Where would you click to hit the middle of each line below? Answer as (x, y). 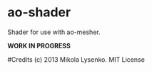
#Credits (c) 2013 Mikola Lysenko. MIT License (76, 59)
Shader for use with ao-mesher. (54, 32)
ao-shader (39, 12)
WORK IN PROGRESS (39, 45)
